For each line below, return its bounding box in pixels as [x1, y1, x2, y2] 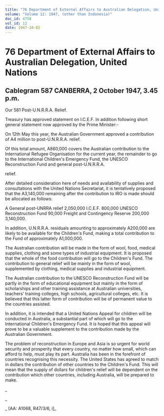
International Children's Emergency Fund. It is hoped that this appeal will [5, 321, 151, 327]
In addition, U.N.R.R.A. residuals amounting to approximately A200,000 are [5, 225, 155, 231]
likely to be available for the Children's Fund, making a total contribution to [5, 230, 155, 236]
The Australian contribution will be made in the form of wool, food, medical [5, 245, 155, 251]
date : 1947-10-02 [5, 25, 41, 30]
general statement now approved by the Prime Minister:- [5, 122, 119, 127]
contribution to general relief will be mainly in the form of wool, [5, 261, 131, 267]
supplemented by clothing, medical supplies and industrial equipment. [5, 266, 146, 271]
